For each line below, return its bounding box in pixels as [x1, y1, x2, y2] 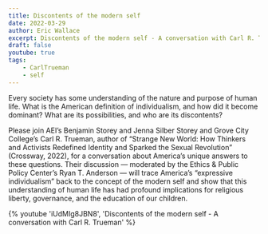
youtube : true [8, 49, 56, 57]
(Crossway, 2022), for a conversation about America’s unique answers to [8, 151, 249, 161]
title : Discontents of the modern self [8, 11, 141, 20]
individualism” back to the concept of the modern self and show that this [8, 176, 247, 186]
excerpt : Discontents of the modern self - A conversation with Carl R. [8, 34, 255, 42]
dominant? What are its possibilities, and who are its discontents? [8, 109, 223, 120]
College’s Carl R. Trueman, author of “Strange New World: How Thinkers [8, 133, 246, 144]
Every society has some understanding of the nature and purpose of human [8, 93, 258, 102]
